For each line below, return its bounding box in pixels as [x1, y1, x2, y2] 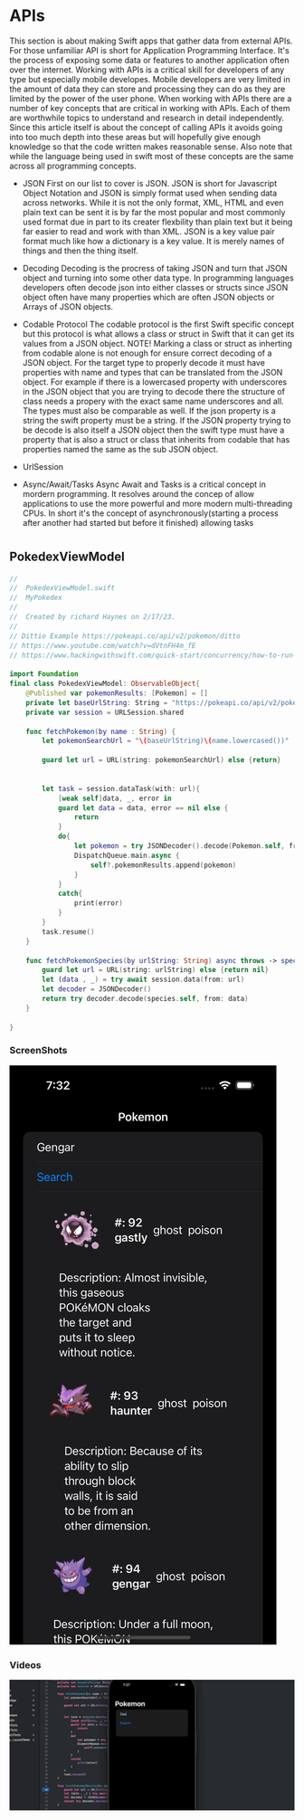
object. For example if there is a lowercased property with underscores [22, 376, 288, 387]
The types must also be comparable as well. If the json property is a [22, 405, 276, 416]
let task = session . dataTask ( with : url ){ [42, 784, 201, 793]
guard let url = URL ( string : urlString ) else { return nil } [42, 966, 270, 975]
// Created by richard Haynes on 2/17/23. [9, 613, 176, 622]
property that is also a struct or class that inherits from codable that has [22, 434, 290, 444]
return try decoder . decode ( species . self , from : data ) [42, 995, 249, 1004]
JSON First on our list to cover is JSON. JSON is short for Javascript [22, 177, 278, 188]
